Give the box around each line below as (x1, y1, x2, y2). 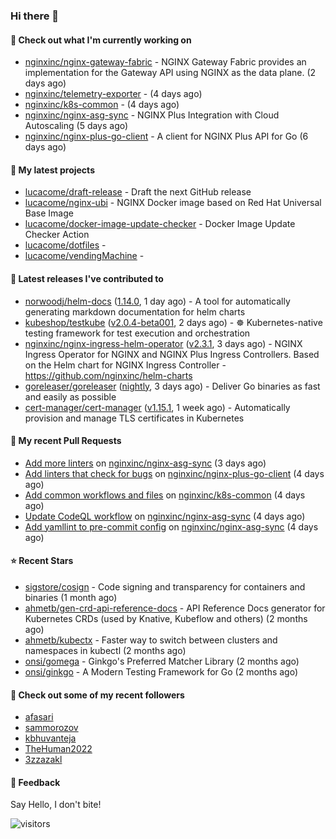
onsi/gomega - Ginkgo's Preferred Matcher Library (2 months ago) (24, 655, 300, 667)
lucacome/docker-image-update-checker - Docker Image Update (24, 218, 296, 230)
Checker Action (24, 229, 90, 241)
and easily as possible (24, 390, 117, 403)
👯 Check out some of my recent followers (10, 689, 185, 701)
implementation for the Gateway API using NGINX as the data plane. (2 (24, 67, 317, 79)
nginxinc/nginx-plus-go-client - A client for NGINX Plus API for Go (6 (24, 130, 309, 143)
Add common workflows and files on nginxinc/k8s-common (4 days (24, 489, 306, 501)
